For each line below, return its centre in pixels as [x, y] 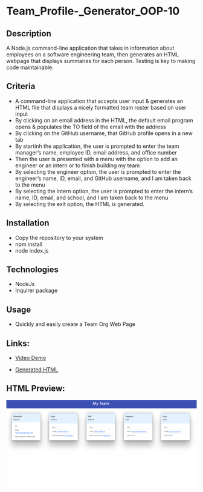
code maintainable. [30, 67]
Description [29, 34]
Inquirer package [36, 291]
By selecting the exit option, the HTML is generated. [80, 204]
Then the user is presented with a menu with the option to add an [96, 159]
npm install [29, 244]
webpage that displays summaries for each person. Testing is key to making [101, 61]
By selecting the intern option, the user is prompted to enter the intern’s [104, 191]
